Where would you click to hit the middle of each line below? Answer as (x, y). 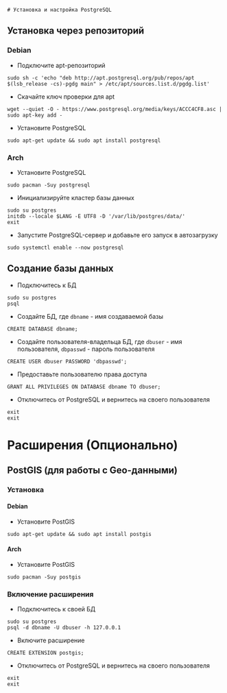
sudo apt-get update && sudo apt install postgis (80, 534)
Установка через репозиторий (76, 31)
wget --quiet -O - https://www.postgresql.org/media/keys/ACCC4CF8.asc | (115, 109)
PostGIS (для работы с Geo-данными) (93, 471)
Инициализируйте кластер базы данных (76, 197)
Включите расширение (51, 640)
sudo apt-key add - (35, 115)
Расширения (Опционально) (93, 445)
